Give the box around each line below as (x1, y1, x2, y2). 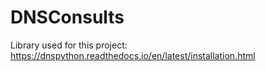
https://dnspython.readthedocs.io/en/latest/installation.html (10, 49, 256, 61)
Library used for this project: (10, 39, 128, 51)
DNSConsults (10, 6, 125, 29)
